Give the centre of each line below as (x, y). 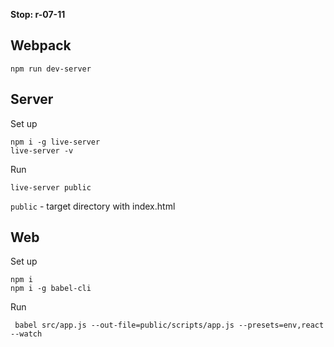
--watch (26, 334)
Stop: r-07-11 (38, 14)
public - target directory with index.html (93, 206)
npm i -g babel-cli (51, 289)
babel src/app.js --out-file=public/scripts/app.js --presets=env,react (169, 325)
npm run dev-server (51, 69)
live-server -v (42, 150)
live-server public (51, 187)
